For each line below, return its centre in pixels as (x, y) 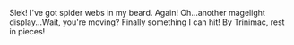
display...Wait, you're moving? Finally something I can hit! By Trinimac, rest (147, 22)
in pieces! (27, 31)
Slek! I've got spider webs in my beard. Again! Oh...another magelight (138, 13)
